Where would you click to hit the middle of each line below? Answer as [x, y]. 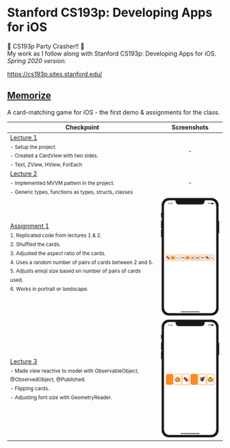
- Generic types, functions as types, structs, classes [72, 192]
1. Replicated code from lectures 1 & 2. [56, 235]
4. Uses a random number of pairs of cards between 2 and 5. [82, 262]
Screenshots [190, 128]
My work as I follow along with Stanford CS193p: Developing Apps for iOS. [112, 54]
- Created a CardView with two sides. [54, 156]
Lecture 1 [24, 137]
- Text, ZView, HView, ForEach [46, 165]
